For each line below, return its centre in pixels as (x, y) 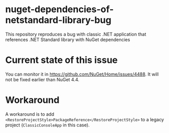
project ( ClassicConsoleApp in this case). (48, 125)
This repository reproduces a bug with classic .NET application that (76, 34)
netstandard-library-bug (58, 20)
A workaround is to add (30, 114)
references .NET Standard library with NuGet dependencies (68, 40)
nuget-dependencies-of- (60, 9)
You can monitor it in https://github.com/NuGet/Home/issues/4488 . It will (82, 74)
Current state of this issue (62, 60)
